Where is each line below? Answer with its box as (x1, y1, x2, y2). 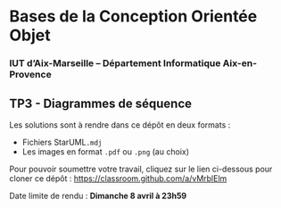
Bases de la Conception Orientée (9, 6, 258, 27)
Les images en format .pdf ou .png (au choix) (21, 146, 190, 157)
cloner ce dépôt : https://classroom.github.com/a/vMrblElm (9, 172, 227, 184)
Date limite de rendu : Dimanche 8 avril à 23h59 (9, 190, 187, 201)
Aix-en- (222, 57, 257, 70)
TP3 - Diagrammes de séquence (9, 96, 193, 111)
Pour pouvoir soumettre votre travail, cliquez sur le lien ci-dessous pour (9, 163, 273, 174)
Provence (9, 69, 52, 81)
